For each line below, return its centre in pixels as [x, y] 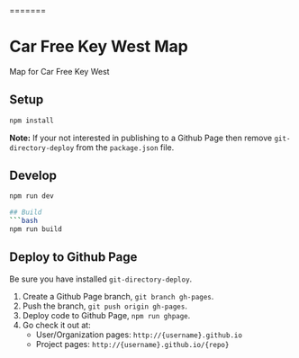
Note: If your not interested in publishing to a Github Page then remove [141, 138]
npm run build [36, 229]
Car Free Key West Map [99, 47]
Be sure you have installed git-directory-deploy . [101, 279]
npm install [32, 121]
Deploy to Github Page [73, 257]
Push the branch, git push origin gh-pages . [104, 306]
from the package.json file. [125, 147]
